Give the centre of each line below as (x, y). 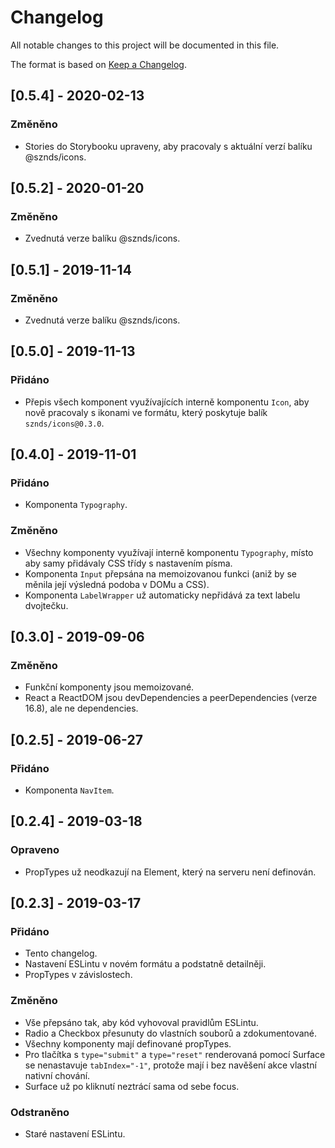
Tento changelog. (61, 953)
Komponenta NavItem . (69, 790)
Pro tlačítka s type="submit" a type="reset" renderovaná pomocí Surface (175, 1054)
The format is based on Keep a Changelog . (98, 64)
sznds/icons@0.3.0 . (64, 423)
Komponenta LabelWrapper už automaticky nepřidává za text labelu (162, 595)
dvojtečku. (46, 605)
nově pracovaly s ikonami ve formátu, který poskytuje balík (146, 412)
